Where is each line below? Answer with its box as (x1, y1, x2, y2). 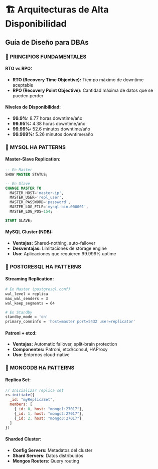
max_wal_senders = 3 (5, 296, 49, 301)
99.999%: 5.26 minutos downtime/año (12, 131, 94, 137)
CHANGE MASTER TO (5, 186, 42, 191)
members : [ (10, 402, 33, 407)
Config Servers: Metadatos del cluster (12, 447, 93, 453)
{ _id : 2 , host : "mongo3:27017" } (14, 416, 82, 421)
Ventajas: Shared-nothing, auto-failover (12, 240, 96, 246)
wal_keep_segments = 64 (5, 300, 55, 306)
